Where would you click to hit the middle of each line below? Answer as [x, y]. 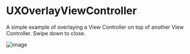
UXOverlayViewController [72, 11]
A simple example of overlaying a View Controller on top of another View [95, 27]
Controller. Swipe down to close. [46, 33]
